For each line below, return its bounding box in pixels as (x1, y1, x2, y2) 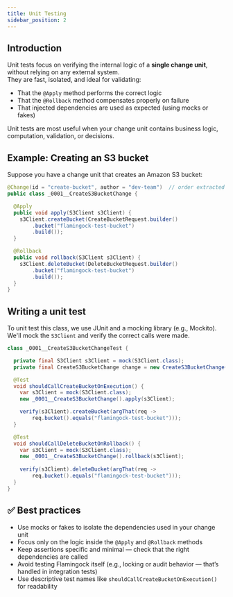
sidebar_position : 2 (7, 17, 67, 24)
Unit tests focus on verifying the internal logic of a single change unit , (7, 60, 208, 69)
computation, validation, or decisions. (7, 132, 114, 140)
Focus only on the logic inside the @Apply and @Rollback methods (17, 537, 203, 546)
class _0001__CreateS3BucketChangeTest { (7, 345, 129, 352)
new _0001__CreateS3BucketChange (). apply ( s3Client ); (19, 396, 175, 403)
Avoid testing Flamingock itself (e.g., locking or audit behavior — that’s (17, 560, 219, 568)
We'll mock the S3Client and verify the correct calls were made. (7, 331, 190, 340)
